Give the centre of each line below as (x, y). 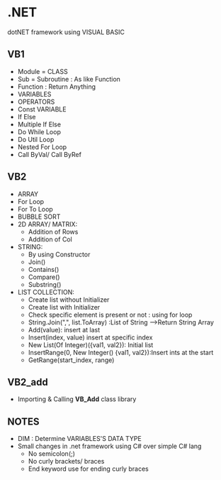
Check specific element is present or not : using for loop (110, 315)
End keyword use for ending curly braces (88, 469)
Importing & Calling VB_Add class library (77, 399)
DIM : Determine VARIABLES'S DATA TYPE (79, 439)
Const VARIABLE (42, 109)
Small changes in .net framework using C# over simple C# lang (109, 446)
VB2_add (28, 382)
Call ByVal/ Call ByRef (49, 154)
